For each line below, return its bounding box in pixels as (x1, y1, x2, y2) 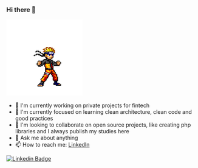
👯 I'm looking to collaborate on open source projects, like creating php (15, 121, 191, 128)
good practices (15, 115, 53, 122)
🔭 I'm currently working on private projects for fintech (15, 102, 150, 109)
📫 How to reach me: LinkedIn (15, 141, 90, 149)
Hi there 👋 (6, 5, 36, 14)
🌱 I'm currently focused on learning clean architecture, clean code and (15, 108, 193, 116)
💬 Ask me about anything (15, 134, 78, 142)
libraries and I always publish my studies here (15, 128, 129, 135)
